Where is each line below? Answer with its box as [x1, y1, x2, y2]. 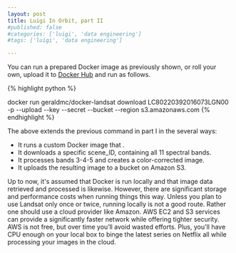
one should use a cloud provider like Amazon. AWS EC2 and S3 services [7, 207, 221, 216]
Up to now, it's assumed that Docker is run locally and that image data [7, 177, 213, 186]
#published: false [7, 24, 62, 31]
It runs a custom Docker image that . [17, 140, 125, 150]
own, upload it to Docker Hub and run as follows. [7, 71, 151, 79]
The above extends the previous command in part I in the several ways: [7, 127, 217, 135]
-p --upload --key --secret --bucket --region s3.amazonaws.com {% [7, 105, 210, 114]
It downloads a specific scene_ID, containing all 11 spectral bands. [17, 148, 212, 157]
